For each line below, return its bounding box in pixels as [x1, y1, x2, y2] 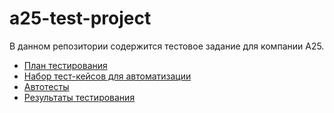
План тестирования [23, 59, 108, 71]
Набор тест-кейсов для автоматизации [23, 70, 192, 82]
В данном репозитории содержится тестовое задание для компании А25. [9, 40, 325, 52]
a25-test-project [9, 7, 152, 30]
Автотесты [23, 80, 70, 92]
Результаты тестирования [23, 91, 136, 103]
